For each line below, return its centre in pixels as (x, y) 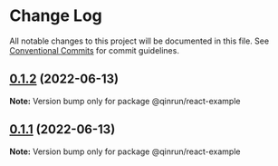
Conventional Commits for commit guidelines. (94, 50)
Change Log (56, 16)
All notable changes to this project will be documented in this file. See (139, 41)
